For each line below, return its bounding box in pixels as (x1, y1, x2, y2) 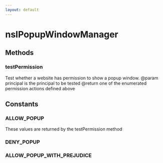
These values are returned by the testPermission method (5, 126, 122, 132)
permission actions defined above (5, 85, 75, 91)
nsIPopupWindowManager (5, 28, 118, 40)
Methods (5, 48, 34, 57)
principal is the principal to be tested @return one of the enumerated (5, 80, 147, 86)
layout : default (5, 7, 39, 12)
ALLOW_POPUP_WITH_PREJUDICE (5, 152, 92, 159)
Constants (5, 100, 38, 108)
